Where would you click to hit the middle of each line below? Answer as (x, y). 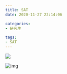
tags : (11, 38)
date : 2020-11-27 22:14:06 (34, 15)
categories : (18, 24)
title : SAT (17, 10)
